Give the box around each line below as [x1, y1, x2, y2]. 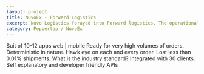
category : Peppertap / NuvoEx [6, 25, 83, 32]
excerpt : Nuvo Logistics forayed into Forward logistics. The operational [6, 20, 200, 26]
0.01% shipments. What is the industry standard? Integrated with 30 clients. [6, 55, 195, 62]
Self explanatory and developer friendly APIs [6, 61, 118, 69]
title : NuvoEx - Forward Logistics [6, 14, 97, 20]
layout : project [6, 8, 47, 15]
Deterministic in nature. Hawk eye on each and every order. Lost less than [6, 49, 191, 56]
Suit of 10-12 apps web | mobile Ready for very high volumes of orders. [6, 42, 184, 49]
